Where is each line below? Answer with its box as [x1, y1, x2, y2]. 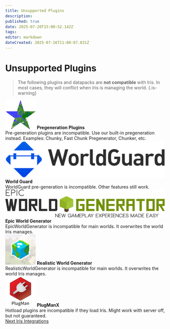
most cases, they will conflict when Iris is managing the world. [17, 84, 148, 90]
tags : [5, 29, 17, 35]
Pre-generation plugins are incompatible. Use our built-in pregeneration [5, 129, 155, 136]
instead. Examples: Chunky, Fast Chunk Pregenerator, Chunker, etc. [5, 135, 147, 141]
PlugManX [36, 302, 60, 308]
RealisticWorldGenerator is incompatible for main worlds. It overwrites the [5, 265, 159, 271]
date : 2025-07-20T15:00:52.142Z [5, 24, 73, 29]
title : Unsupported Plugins [5, 8, 65, 13]
